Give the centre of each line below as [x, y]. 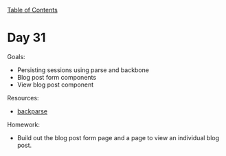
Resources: [23, 98]
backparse [32, 111]
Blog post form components [57, 77]
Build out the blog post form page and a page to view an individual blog [118, 137]
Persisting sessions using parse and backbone [83, 70]
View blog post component [55, 85]
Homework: [23, 124]
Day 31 [26, 38]
